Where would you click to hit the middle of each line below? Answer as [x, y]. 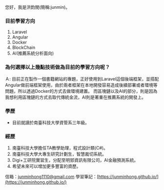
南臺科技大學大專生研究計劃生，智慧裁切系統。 [59, 154]
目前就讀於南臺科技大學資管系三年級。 [51, 122]
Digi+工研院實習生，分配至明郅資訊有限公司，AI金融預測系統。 [75, 160]
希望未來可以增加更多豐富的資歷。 [46, 166]
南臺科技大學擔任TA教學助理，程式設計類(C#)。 [60, 148]
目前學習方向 [20, 21]
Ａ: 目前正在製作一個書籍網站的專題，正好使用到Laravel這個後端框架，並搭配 [82, 79]
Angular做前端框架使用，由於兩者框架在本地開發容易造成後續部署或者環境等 [81, 85]
